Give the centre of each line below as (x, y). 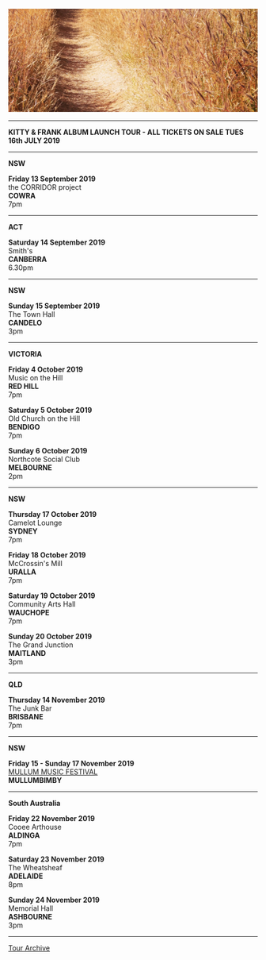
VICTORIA (25, 354)
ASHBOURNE (30, 917)
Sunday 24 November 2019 (54, 900)
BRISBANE (26, 717)
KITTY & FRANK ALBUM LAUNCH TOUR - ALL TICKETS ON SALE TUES (126, 133)
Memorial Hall (31, 908)
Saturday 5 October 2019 (50, 411)
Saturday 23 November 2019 (56, 859)
